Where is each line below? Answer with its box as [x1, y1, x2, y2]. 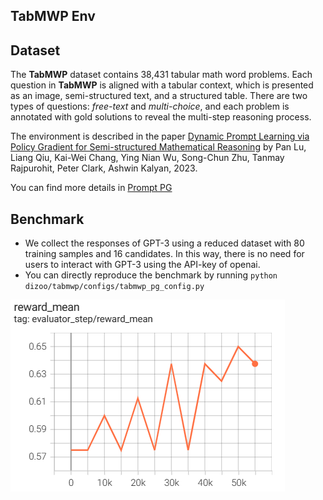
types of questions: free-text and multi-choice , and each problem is [10, 100, 290, 113]
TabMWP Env [10, 8, 96, 25]
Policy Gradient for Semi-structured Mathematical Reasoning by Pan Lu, [10, 141, 307, 153]
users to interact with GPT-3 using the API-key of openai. [24, 259, 261, 271]
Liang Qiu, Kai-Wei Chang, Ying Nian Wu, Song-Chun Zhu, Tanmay [10, 152, 285, 164]
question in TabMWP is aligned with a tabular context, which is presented [10, 79, 314, 91]
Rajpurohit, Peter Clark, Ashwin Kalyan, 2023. [10, 162, 198, 174]
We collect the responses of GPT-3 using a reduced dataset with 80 [24, 237, 305, 249]
